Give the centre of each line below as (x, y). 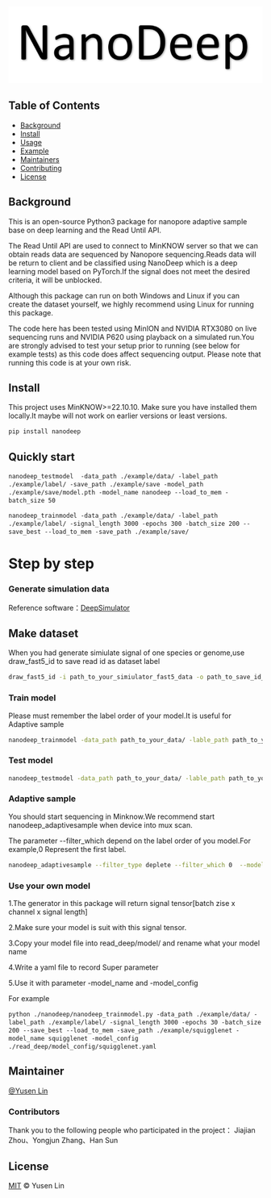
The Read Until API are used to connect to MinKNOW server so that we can (133, 245)
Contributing (41, 168)
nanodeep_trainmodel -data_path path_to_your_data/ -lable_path (119, 740)
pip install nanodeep (45, 432)
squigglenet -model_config (93, 1039)
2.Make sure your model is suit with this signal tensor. (98, 928)
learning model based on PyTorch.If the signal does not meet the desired (129, 271)
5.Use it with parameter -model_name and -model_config (104, 983)
